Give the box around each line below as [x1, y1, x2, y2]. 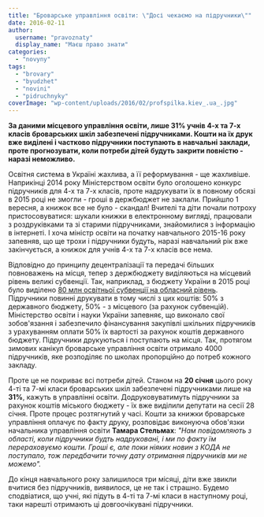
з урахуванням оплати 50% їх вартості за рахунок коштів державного [8, 327, 244, 337]
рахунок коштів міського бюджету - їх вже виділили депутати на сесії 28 [8, 401, 255, 410]
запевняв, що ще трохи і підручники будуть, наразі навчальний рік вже [8, 237, 248, 246]
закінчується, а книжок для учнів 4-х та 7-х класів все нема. [8, 245, 213, 254]
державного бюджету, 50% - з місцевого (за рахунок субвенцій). [8, 302, 229, 312]
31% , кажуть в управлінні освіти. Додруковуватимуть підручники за [8, 393, 240, 402]
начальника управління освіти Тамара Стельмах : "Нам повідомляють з [8, 426, 252, 435]
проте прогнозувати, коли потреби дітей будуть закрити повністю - [8, 146, 244, 156]
